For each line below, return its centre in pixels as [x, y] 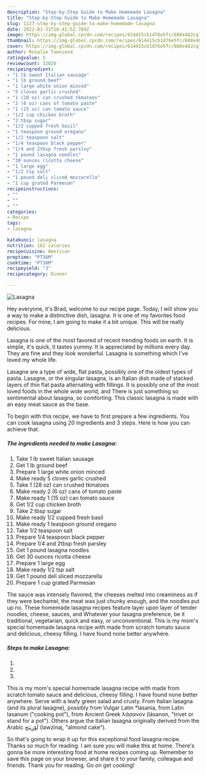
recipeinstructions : [33, 189]
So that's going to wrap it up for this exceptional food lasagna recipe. [94, 739]
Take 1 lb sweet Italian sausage [55, 458]
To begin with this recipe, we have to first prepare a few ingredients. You [98, 416]
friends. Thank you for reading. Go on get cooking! [71, 765]
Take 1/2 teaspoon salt [44, 530]
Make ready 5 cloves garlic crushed [61, 478]
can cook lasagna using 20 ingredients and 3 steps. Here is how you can [98, 423]
